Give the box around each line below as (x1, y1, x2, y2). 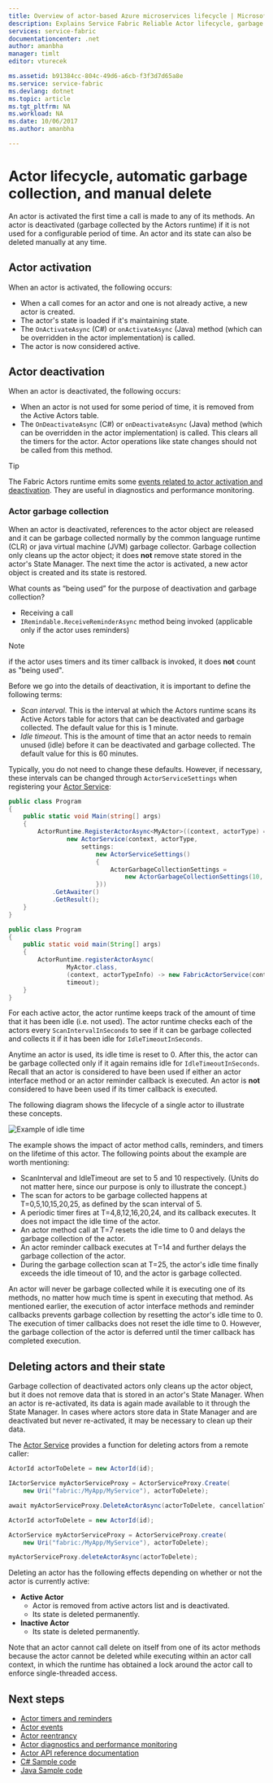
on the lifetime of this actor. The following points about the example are (8, 1149, 247, 1159)
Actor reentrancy (19, 1731, 77, 1741)
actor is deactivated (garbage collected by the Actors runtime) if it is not (8, 220, 250, 229)
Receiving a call (19, 608, 73, 617)
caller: (8, 1449, 30, 1458)
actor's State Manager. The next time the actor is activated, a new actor (8, 559, 249, 569)
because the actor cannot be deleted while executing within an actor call (8, 1651, 252, 1661)
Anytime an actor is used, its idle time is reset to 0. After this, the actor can (8, 1050, 258, 1060)
